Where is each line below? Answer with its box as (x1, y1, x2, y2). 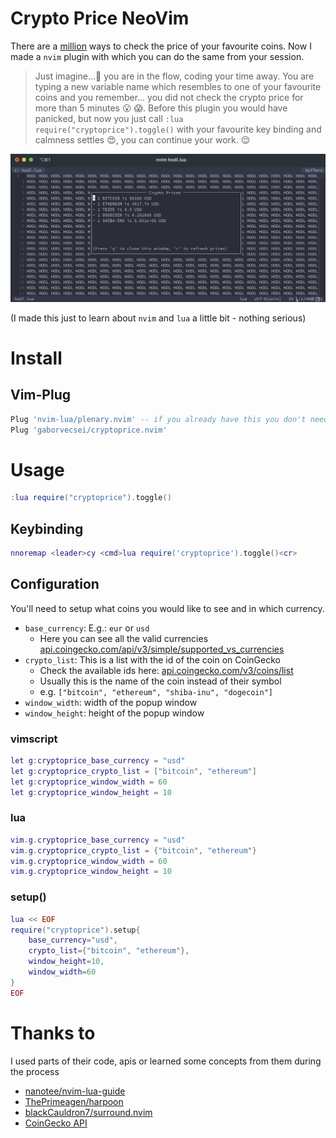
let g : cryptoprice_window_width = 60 (10, 777, 168, 787)
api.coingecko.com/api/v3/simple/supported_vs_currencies (39, 643, 285, 655)
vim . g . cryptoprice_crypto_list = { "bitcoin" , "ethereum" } (10, 845, 257, 856)
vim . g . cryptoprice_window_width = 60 (10, 856, 168, 866)
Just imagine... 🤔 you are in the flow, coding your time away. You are (34, 70, 315, 82)
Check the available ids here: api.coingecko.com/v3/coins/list (39, 664, 294, 676)
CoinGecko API (24, 1117, 88, 1129)
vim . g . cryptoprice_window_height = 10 (10, 867, 172, 877)
